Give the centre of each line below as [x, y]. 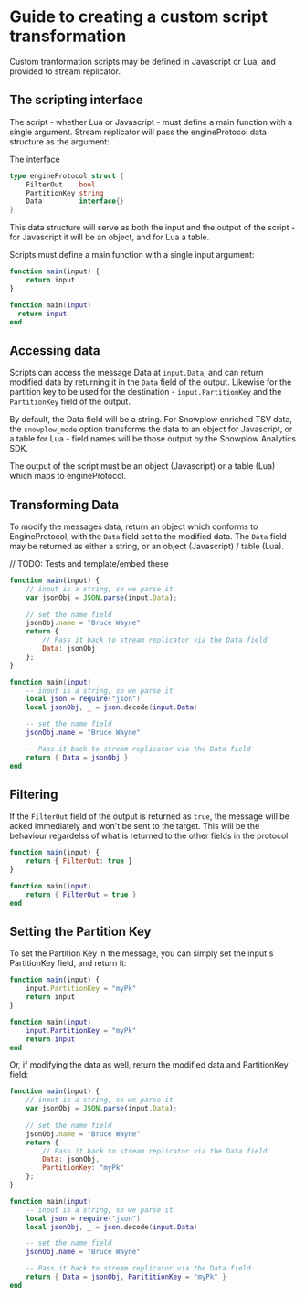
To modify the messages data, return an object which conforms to [134, 526]
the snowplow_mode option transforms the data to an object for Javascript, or [151, 429]
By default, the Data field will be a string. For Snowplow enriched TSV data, [151, 420]
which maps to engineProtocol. [68, 476]
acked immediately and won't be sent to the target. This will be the [135, 826]
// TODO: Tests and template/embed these [89, 563]
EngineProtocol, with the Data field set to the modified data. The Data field [148, 536]
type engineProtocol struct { [67, 175]
